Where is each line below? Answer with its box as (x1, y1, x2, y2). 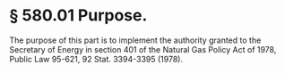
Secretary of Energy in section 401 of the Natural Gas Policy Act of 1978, (9, 44, 277, 54)
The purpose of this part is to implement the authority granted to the (9, 35, 262, 45)
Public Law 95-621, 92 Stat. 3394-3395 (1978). (9, 53, 184, 64)
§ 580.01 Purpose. (9, 5, 148, 26)
